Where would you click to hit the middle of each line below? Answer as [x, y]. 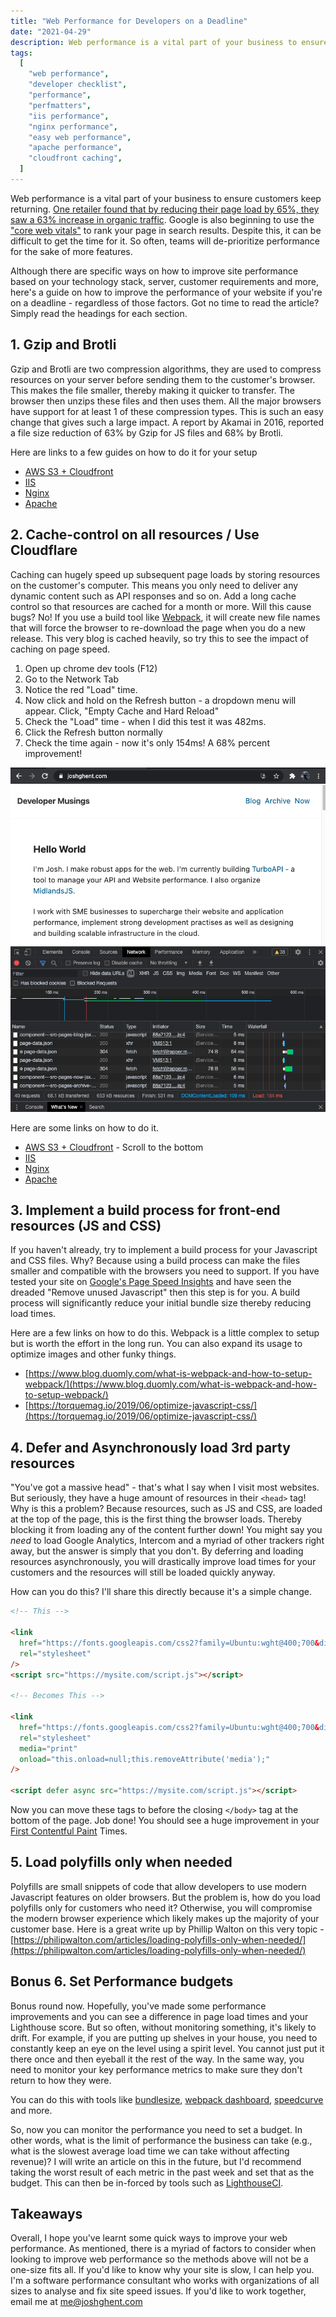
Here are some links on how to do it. [85, 1127]
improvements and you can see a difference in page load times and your [159, 2016]
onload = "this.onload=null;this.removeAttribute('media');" [145, 1759]
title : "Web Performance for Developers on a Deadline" [129, 21]
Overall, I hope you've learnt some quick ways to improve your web [149, 2238]
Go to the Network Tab [71, 679]
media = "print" [48, 1748]
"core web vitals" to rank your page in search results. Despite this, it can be [166, 230]
